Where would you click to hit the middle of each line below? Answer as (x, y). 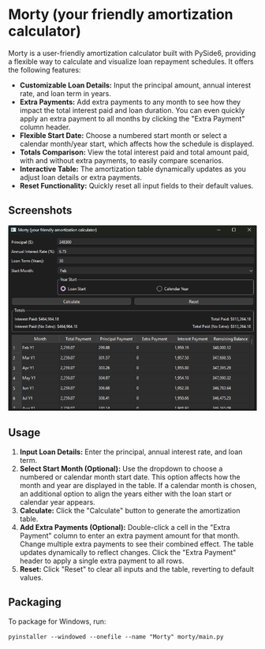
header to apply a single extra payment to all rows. (102, 561)
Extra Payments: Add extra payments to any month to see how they (130, 102)
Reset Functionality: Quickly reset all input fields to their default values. (136, 185)
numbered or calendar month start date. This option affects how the (130, 477)
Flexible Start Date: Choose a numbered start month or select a (123, 135)
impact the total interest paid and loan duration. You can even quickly (132, 110)
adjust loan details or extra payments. (80, 177)
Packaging (35, 602)
